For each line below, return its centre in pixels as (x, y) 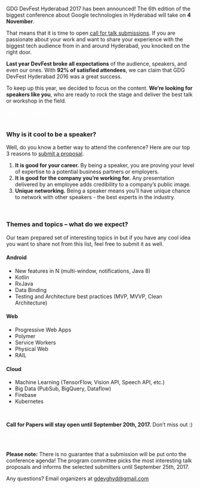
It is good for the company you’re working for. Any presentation (95, 178)
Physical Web (32, 349)
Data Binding (30, 290)
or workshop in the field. (36, 101)
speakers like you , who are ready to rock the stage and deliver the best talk (99, 94)
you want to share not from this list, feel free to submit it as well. (85, 244)
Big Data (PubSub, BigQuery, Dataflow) (63, 388)
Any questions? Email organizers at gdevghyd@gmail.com (78, 478)
